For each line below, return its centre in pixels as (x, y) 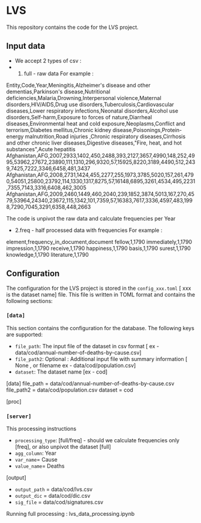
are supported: (25, 334)
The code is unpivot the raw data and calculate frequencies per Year (91, 218)
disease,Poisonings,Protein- (147, 130)
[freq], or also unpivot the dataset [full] (63, 447)
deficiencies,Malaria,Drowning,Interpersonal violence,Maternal (84, 98)
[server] (19, 416)
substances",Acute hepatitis (41, 149)
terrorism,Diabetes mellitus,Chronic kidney (59, 130)
